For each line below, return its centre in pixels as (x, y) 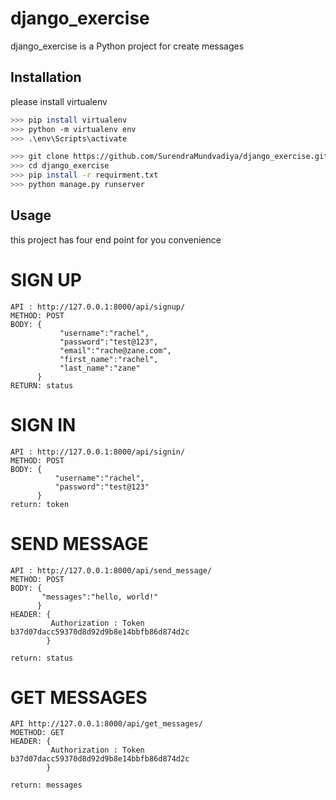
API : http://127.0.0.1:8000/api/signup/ (98, 307)
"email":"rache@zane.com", (115, 350)
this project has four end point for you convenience (116, 239)
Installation (46, 77)
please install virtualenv (59, 101)
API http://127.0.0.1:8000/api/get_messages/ (106, 724)
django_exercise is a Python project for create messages (127, 46)
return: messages (46, 785)
